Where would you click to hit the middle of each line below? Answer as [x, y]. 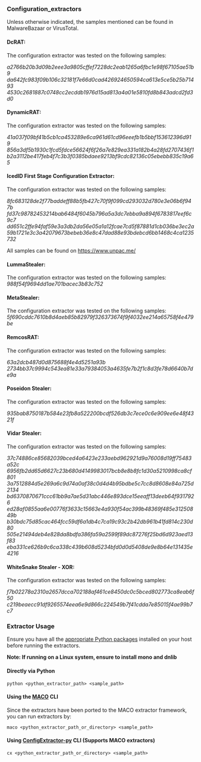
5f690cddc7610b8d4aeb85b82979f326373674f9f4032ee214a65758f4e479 [100, 317]
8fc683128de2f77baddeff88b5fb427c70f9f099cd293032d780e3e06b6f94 [99, 201]
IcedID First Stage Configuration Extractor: [61, 176]
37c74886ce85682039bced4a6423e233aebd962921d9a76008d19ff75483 [99, 458]
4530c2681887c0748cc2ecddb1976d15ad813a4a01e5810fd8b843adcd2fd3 [100, 92]
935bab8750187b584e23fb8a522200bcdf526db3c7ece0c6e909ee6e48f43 [100, 413]
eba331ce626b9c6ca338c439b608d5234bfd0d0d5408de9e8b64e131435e [100, 547]
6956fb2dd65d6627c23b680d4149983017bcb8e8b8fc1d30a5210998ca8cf [99, 471]
